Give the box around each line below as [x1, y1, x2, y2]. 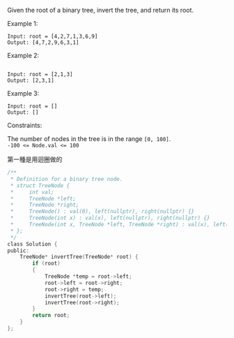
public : [7, 247, 30, 254]
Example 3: [7, 89, 40, 97]
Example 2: [7, 52, 40, 59]
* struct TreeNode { [10, 182, 70, 189]
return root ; [32, 312, 70, 319]
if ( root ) [32, 260, 61, 267]
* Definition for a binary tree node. [10, 175, 123, 182]
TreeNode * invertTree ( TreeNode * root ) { [19, 253, 139, 260]
